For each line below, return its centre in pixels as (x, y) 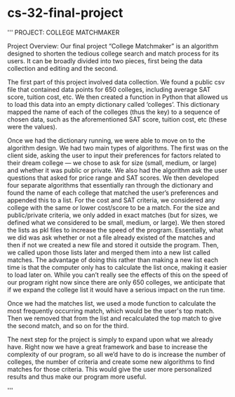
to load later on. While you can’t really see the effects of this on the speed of (118, 275)
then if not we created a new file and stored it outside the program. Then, (113, 245)
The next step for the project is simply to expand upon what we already (110, 339)
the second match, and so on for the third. (68, 325)
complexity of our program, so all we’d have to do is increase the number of (116, 354)
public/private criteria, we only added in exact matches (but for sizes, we (113, 215)
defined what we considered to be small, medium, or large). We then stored (116, 222)
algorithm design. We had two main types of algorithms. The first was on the (118, 148)
